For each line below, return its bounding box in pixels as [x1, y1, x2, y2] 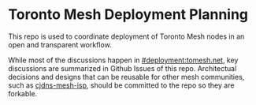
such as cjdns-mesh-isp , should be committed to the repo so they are [8, 81, 235, 90]
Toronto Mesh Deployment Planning [8, 6, 249, 24]
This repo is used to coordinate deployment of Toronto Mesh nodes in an [8, 32, 245, 41]
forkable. [8, 88, 38, 98]
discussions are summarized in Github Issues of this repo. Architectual [8, 63, 237, 73]
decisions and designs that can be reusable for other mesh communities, [8, 72, 245, 81]
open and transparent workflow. [8, 39, 112, 49]
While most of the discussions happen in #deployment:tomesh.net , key [8, 55, 239, 65]
